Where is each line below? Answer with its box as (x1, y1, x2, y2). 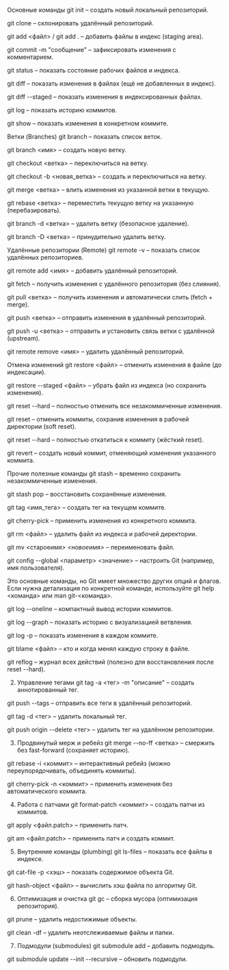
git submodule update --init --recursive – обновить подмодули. (7, 955, 188, 963)
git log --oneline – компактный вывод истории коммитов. (7, 605, 173, 612)
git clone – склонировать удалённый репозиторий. (7, 19, 154, 27)
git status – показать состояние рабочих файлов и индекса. (7, 66, 180, 74)
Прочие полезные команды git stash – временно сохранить (7, 469, 181, 477)
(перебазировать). (7, 206, 62, 214)
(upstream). (7, 334, 40, 342)
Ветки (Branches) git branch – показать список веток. (7, 133, 163, 140)
